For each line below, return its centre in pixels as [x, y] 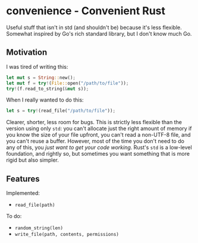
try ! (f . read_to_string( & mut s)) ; [48, 89]
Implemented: [23, 193]
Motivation [27, 53]
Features [23, 179]
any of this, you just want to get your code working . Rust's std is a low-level [99, 147]
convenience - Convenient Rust [86, 11]
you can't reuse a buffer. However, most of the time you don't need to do [95, 141]
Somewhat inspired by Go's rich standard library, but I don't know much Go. [99, 33]
